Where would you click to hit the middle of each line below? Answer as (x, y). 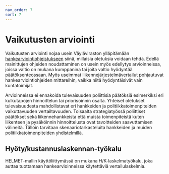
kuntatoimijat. (19, 86)
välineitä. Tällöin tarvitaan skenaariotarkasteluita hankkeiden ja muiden (79, 128)
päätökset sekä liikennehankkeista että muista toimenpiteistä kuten (75, 117)
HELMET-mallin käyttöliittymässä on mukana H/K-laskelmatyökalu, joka (79, 161)
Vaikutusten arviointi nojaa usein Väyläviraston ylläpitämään (67, 53)
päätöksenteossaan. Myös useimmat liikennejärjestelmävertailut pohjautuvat (84, 75)
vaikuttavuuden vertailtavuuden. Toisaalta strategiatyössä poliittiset (75, 111)
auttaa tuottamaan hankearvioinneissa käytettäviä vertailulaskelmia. (75, 166)
